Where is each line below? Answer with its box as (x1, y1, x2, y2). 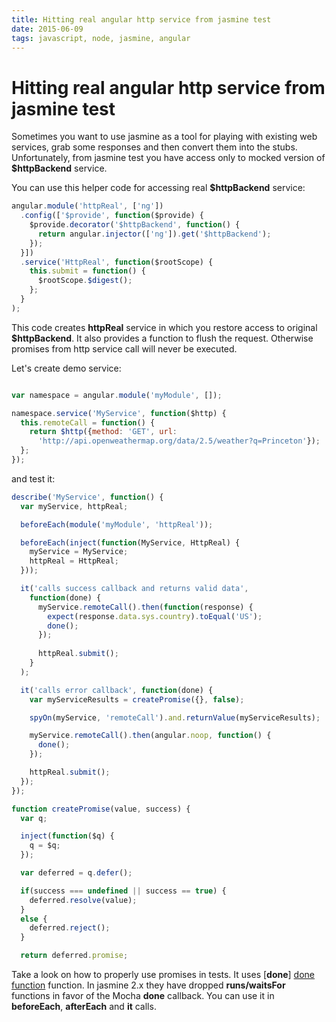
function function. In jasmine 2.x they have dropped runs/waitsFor (11, 979, 286, 991)
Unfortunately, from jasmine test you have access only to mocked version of (11, 152, 326, 164)
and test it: (11, 472, 56, 485)
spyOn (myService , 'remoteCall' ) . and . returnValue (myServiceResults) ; (29, 712, 321, 723)
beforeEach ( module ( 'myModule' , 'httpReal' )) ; (20, 519, 214, 530)
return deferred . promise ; (20, 951, 129, 961)
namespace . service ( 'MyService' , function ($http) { (11, 408, 227, 418)
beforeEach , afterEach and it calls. (11, 1001, 157, 1013)
